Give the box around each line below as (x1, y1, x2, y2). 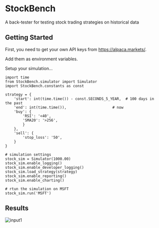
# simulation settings (5, 152, 51, 157)
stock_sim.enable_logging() (5, 160, 63, 166)
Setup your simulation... (5, 65, 53, 71)
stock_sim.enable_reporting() (5, 174, 67, 178)
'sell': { (14, 130, 34, 135)
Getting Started (5, 33, 53, 42)
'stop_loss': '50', (23, 135, 63, 140)
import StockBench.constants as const (5, 83, 84, 88)
